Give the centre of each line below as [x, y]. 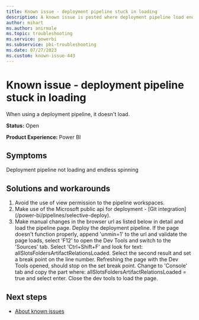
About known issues [39, 311]
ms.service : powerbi [32, 39]
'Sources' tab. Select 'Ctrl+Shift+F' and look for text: [79, 247]
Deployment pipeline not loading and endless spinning [73, 170]
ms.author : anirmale [32, 28]
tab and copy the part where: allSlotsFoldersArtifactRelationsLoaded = [100, 272]
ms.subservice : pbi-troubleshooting [51, 45]
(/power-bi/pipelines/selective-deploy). [62, 215]
